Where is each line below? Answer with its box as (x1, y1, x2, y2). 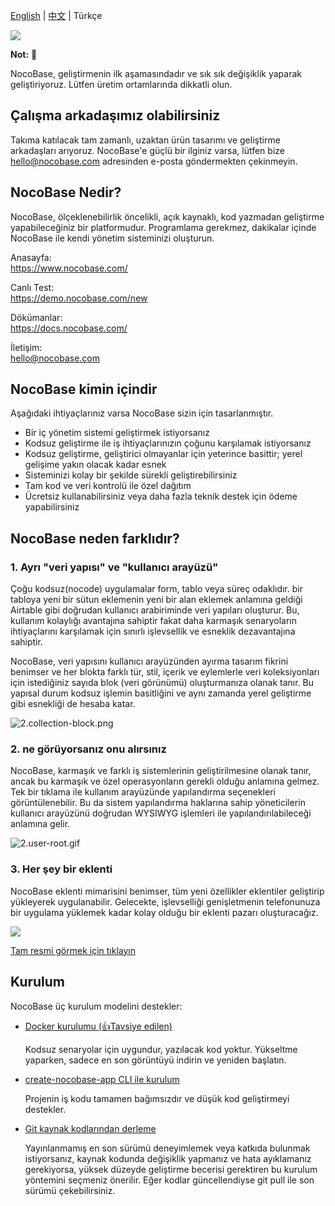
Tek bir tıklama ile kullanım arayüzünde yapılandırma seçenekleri (10, 786, 276, 798)
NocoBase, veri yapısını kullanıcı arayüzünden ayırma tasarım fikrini (10, 655, 289, 668)
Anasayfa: (10, 251, 52, 263)
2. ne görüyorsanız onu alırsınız (10, 742, 167, 756)
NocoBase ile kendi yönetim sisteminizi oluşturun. (10, 232, 215, 244)
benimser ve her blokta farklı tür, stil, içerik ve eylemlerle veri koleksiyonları (10, 666, 320, 678)
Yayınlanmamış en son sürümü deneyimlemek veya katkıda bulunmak (24, 1142, 311, 1154)
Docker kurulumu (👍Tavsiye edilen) (24, 1020, 173, 1032)
